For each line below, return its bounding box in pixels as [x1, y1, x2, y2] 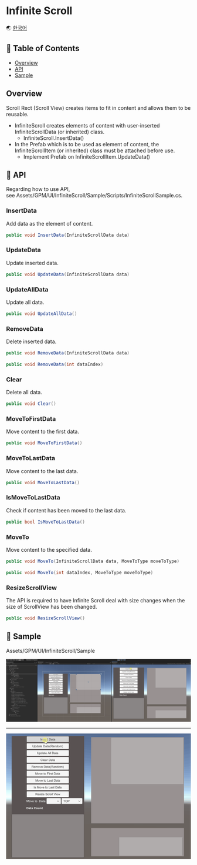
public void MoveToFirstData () [6, 440, 83, 446]
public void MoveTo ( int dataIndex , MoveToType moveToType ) [6, 569, 154, 575]
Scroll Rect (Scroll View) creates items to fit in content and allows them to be [6, 104, 191, 111]
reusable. [6, 110, 29, 118]
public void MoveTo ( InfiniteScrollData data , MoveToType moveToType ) [6, 558, 180, 564]
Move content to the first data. [6, 428, 79, 435]
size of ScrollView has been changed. [6, 603, 97, 610]
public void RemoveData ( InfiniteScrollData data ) [6, 350, 130, 356]
